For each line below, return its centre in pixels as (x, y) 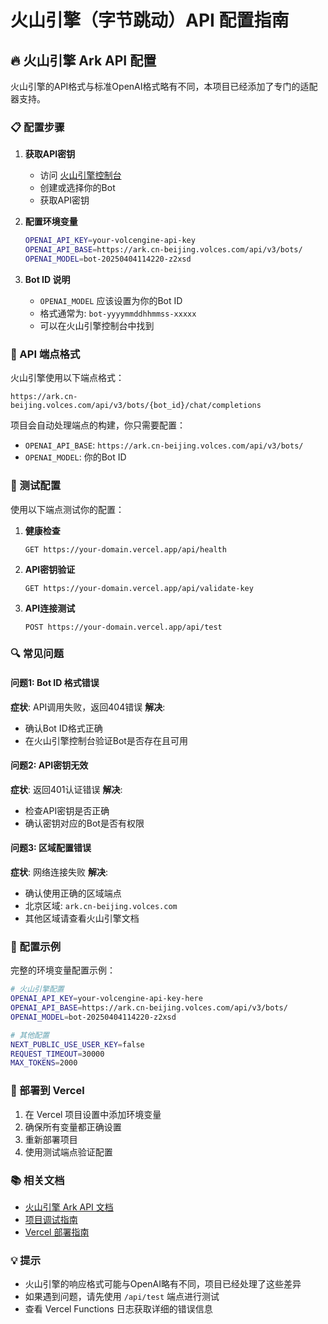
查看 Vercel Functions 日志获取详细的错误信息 (118, 1309)
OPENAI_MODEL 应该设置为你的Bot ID (111, 300)
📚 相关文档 (37, 1180)
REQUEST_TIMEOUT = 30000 (57, 1054)
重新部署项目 (51, 1139)
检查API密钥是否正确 (67, 810)
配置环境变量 (51, 222)
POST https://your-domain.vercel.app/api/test (123, 627)
